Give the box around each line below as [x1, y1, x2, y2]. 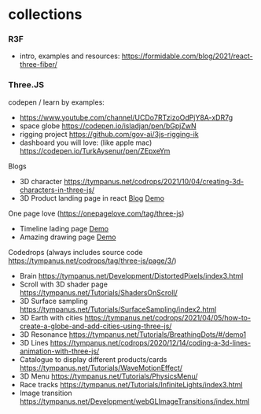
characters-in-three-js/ [19, 185, 95, 194]
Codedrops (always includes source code [8, 247, 143, 257]
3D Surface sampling [19, 296, 88, 305]
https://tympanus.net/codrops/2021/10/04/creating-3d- [64, 176, 244, 186]
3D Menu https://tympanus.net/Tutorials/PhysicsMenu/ [19, 371, 198, 381]
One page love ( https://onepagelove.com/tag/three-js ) [8, 209, 185, 218]
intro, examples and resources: [19, 51, 120, 61]
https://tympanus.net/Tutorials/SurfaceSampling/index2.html [19, 305, 217, 314]
